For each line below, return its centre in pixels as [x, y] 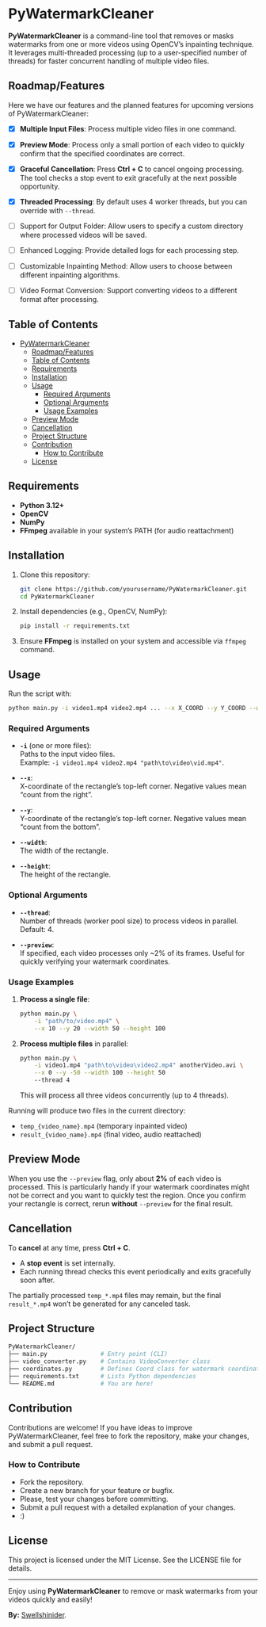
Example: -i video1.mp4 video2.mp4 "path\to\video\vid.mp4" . [122, 762]
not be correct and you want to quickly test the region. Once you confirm [127, 1195]
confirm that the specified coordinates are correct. [102, 153]
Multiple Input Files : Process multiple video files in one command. [128, 128]
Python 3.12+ [42, 505]
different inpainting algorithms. [70, 275]
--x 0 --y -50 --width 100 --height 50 [100, 1073]
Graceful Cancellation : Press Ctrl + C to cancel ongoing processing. [131, 169]
